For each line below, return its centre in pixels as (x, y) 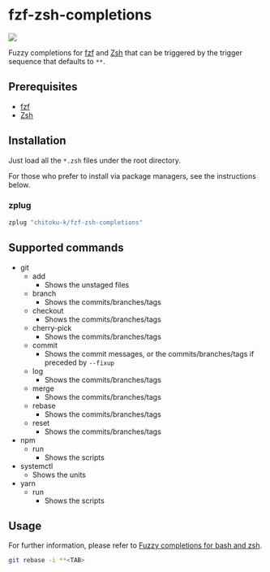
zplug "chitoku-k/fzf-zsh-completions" (76, 222)
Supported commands (66, 248)
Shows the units (59, 474)
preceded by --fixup (79, 362)
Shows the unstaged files (87, 284)
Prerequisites (43, 87)
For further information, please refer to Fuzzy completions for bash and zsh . (135, 545)
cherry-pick (52, 327)
